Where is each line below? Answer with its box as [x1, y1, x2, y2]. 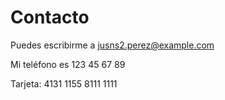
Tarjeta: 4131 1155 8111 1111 [10, 77, 118, 90]
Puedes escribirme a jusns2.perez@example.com [10, 39, 215, 51]
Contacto [10, 6, 90, 29]
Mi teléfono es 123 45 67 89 [10, 58, 126, 70]
